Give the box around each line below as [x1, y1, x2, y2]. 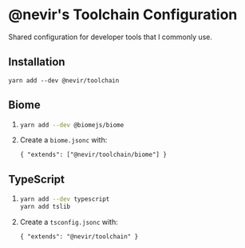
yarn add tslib [19, 202, 71, 211]
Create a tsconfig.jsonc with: [19, 218, 118, 226]
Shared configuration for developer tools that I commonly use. [8, 32, 213, 42]
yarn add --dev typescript [19, 195, 110, 203]
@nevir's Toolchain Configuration [8, 6, 238, 24]
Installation [8, 55, 65, 69]
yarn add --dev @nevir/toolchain [8, 76, 120, 85]
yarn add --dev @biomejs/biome [19, 121, 124, 129]
